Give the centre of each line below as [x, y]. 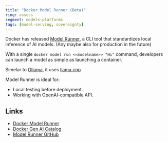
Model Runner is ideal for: [33, 79]
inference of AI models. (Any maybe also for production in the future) [78, 45]
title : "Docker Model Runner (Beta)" [46, 10]
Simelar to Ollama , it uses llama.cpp [43, 70]
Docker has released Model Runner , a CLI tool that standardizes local [78, 39]
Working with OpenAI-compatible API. [53, 95]
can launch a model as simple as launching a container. [64, 60]
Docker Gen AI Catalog [37, 129]
